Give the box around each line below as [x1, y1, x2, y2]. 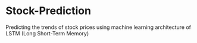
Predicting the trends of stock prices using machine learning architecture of [5, 24, 192, 31]
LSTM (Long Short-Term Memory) [5, 29, 89, 37]
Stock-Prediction [5, 4, 92, 18]
